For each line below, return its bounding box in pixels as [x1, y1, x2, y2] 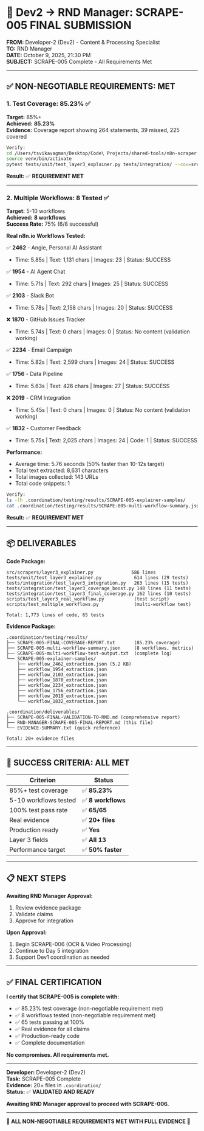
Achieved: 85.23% [6, 120, 55, 127]
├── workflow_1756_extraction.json [17, 687, 107, 694]
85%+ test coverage [9, 786, 69, 795]
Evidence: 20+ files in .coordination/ [6, 1082, 101, 1089]
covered [6, 133, 27, 140]
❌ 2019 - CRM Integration [6, 394, 71, 402]
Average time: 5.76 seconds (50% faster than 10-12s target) [15, 461, 165, 468]
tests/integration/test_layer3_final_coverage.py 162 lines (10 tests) [6, 590, 191, 597]
